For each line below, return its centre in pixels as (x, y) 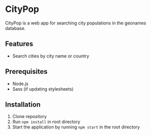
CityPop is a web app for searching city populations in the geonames (76, 23)
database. (15, 28)
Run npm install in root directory (46, 122)
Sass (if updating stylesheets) (43, 89)
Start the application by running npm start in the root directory (76, 127)
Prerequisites (26, 71)
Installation (23, 104)
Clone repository (30, 117)
